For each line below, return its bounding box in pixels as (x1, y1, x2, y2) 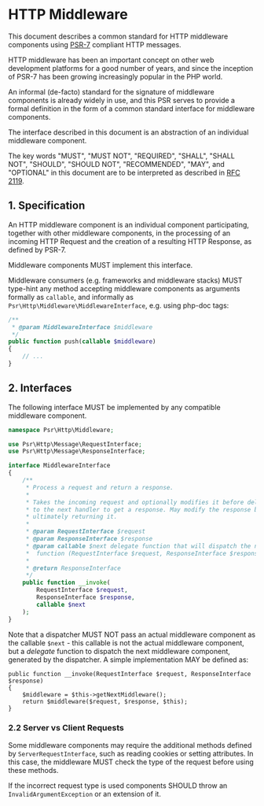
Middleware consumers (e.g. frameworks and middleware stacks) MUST (8, 275, 243, 285)
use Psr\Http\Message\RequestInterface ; (8, 440, 143, 448)
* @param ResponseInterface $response (25, 535, 153, 543)
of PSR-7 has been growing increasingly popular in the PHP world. (8, 72, 223, 81)
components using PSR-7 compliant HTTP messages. (8, 39, 182, 49)
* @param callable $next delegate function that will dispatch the (25, 542, 251, 550)
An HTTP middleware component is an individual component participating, (8, 220, 250, 229)
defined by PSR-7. (8, 245, 67, 254)
